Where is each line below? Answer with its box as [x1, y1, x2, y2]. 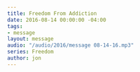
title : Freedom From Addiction [7, 10, 97, 17]
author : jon [7, 55, 41, 62]
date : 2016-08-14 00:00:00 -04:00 [7, 16, 107, 23]
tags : [7, 23, 23, 29]
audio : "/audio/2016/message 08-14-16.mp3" [7, 42, 134, 49]
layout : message [7, 36, 54, 43]
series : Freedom [7, 49, 54, 56]
